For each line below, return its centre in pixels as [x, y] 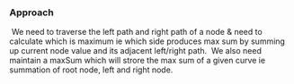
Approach [31, 13]
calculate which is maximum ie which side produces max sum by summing [147, 41]
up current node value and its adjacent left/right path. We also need [136, 51]
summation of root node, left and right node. [91, 70]
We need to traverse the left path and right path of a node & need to [137, 32]
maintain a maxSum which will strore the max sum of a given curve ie [138, 61]
